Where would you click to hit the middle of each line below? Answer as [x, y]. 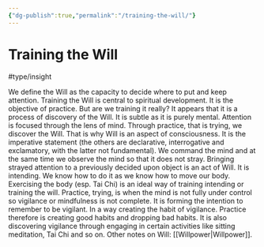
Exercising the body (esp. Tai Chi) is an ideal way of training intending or [126, 184]
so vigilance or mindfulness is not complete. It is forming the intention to [126, 200]
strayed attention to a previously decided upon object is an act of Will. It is [129, 167]
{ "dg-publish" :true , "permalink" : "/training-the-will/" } [102, 15]
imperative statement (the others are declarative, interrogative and [116, 142]
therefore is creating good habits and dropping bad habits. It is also [118, 217]
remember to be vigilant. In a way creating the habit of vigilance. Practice [127, 209]
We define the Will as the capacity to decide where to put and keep [118, 92]
